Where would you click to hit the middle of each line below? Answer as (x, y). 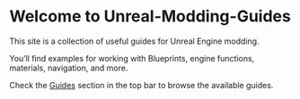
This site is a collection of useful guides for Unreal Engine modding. (134, 41)
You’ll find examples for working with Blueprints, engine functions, (132, 58)
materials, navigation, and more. (69, 68)
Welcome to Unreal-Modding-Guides (150, 16)
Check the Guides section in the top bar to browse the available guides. (141, 85)
